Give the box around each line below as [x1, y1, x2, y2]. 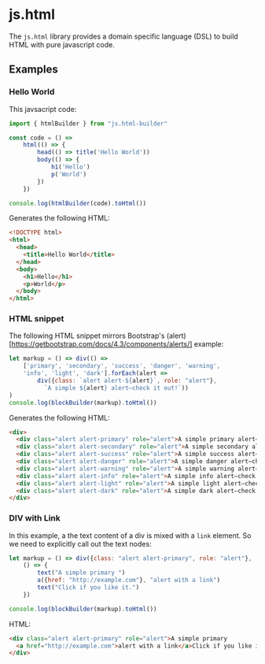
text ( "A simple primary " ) [37, 569, 126, 577]
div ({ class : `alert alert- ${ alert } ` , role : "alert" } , [37, 377, 217, 385]
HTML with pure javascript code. [9, 39, 115, 49]
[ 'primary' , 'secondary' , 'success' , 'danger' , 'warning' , [23, 362, 221, 370]
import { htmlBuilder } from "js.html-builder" [9, 120, 168, 128]
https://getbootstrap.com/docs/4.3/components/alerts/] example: [11, 339, 224, 349]
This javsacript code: [9, 104, 77, 113]
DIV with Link [9, 513, 61, 524]
